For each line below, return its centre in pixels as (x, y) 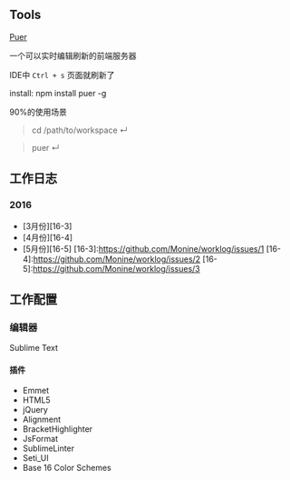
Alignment (42, 420)
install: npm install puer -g (58, 93)
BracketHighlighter (58, 429)
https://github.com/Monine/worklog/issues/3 (117, 268)
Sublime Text (34, 348)
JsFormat (40, 439)
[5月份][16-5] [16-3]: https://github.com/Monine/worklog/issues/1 (143, 248)
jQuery (35, 410)
